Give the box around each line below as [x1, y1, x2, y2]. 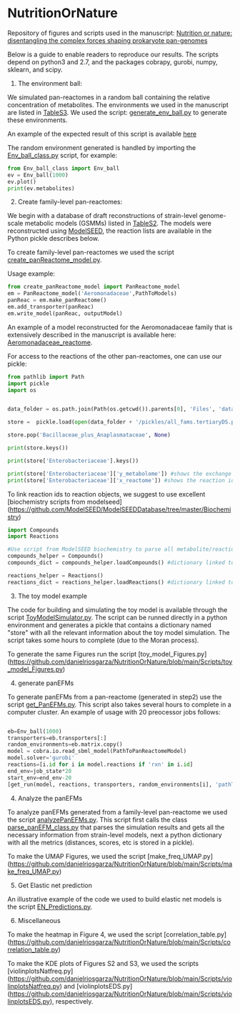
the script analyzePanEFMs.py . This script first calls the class [7, 815, 188, 824]
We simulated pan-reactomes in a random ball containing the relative [7, 93, 211, 101]
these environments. [7, 116, 68, 124]
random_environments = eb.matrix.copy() [7, 741, 123, 748]
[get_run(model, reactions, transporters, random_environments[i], [7, 781, 213, 788]
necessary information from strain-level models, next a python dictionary [7, 830, 223, 839]
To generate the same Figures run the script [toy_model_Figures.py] [7, 649, 207, 658]
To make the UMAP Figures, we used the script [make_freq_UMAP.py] [7, 852, 213, 860]
